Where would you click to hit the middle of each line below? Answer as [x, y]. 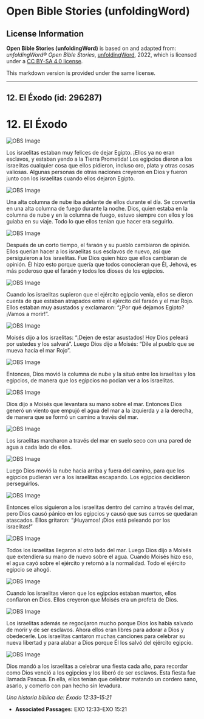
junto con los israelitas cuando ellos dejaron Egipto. [71, 178]
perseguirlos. [23, 484]
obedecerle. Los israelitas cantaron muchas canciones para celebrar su [96, 636]
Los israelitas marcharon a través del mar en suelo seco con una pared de [99, 441]
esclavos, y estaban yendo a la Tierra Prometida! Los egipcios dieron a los [99, 159]
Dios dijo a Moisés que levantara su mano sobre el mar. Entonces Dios [94, 404]
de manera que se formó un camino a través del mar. [72, 417]
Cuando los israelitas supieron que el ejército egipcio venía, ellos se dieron [100, 295]
